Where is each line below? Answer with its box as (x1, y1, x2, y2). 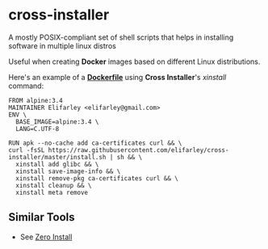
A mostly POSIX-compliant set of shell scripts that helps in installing (8, 32, 234, 42)
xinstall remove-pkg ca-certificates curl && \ (15, 174, 179, 183)
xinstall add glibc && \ (15, 160, 99, 168)
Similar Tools (8, 210, 75, 224)
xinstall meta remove (15, 188, 89, 196)
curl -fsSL (8, 146, 45, 154)
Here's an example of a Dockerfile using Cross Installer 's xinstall (8, 72, 227, 82)
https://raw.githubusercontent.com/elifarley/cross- (48, 146, 229, 154)
